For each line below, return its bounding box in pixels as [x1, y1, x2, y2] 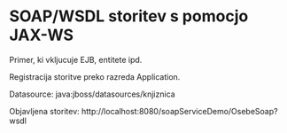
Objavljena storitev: [9, 106, 80, 116]
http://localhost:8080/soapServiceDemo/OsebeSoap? [81, 106, 278, 116]
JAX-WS [9, 25, 74, 45]
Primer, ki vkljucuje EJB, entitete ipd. [9, 54, 143, 65]
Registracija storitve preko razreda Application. [9, 71, 181, 82]
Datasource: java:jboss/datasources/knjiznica [9, 89, 175, 99]
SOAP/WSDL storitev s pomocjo [9, 6, 249, 27]
